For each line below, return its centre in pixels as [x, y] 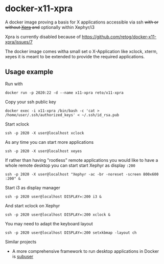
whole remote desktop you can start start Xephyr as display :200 [70, 165]
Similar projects [21, 242]
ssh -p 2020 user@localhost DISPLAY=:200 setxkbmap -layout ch [71, 233]
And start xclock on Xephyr [33, 205]
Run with [14, 84]
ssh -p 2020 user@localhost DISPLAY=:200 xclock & [58, 215]
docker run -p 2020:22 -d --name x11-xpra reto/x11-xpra [64, 93]
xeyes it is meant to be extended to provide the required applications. [75, 56]
